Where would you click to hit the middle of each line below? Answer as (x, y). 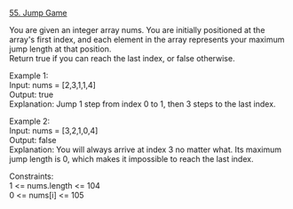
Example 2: (30, 121)
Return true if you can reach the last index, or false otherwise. (122, 58)
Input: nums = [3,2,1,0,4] (54, 131)
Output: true (32, 94)
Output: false (33, 140)
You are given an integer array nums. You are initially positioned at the (137, 30)
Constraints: (32, 176)
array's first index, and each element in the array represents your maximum (147, 40)
